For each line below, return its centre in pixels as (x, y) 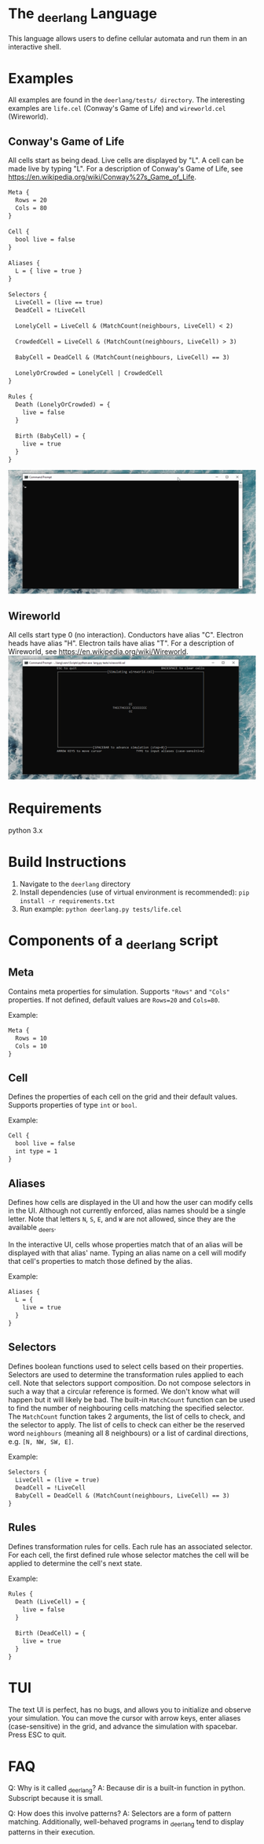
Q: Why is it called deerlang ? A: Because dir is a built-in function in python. (127, 1789)
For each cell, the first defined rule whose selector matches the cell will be (128, 1555)
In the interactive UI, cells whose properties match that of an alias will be (126, 1244)
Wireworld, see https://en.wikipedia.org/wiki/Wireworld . (98, 652)
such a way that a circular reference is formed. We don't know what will (124, 1391)
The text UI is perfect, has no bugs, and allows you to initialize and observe (130, 1710)
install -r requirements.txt (67, 901)
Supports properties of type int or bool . (73, 1105)
